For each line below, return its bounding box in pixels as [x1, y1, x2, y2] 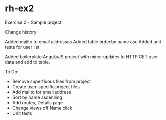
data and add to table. [5, 59, 50, 65]
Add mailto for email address [12, 89, 71, 95]
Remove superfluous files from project [12, 78, 91, 84]
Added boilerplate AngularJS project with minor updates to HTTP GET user [5, 53, 158, 60]
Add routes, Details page [12, 99, 63, 105]
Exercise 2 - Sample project [5, 19, 62, 25]
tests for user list [5, 44, 40, 50]
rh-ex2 [5, 3, 34, 14]
